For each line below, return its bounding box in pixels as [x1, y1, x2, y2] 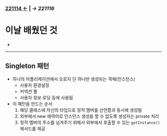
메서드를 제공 [19, 126, 46, 132]
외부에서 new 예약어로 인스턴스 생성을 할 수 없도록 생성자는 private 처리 [19, 113, 160, 119]
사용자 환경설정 [19, 82, 50, 88]
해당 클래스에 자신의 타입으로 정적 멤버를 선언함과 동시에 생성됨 [19, 107, 142, 113]
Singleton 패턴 [5, 62, 50, 70]
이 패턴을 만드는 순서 [12, 101, 53, 107]
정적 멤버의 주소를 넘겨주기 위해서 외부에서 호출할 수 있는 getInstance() [19, 119, 161, 125]
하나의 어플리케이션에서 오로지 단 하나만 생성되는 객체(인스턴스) [12, 76, 136, 82]
